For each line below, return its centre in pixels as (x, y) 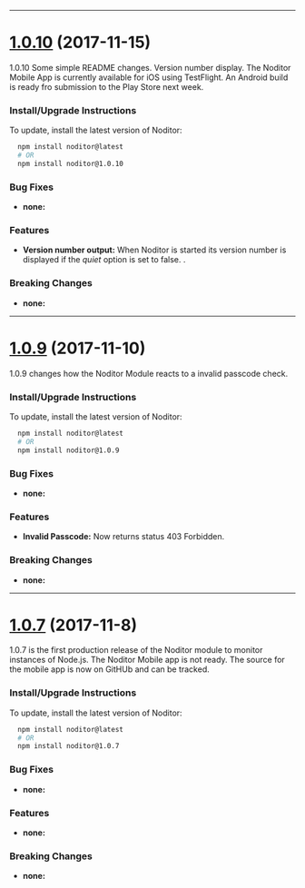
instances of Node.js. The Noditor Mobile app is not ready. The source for (148, 660)
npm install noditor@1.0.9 (69, 450)
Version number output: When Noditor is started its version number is (154, 250)
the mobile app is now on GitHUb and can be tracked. (110, 669)
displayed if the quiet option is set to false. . (104, 260)
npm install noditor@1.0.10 (71, 163)
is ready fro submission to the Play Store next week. (107, 86)
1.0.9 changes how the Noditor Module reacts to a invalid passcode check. (149, 373)
